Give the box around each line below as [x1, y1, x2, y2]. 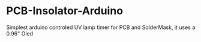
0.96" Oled [6, 30, 34, 37]
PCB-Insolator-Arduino [6, 4, 124, 18]
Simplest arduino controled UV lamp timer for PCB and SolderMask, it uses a [6, 24, 196, 31]
